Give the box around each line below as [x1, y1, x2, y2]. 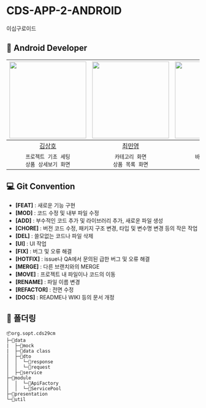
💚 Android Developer [6, 43, 88, 53]
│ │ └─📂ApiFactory [6, 380, 59, 387]
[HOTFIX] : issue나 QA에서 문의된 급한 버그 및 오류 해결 [15, 255, 150, 263]
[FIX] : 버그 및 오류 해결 [15, 247, 72, 255]
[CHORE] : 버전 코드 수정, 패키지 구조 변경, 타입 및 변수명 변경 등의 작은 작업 [15, 225, 198, 232]
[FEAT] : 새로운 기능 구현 [15, 201, 75, 209]
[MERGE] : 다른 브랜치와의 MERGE [15, 263, 100, 270]
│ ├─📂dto [6, 353, 32, 360]
